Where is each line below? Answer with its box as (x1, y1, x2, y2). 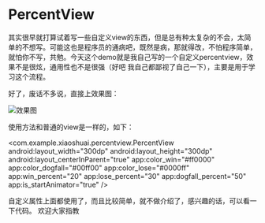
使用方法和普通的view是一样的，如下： (8, 122, 134, 132)
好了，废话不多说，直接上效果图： (8, 88, 119, 98)
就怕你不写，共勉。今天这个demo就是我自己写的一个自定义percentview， (8, 52, 247, 61)
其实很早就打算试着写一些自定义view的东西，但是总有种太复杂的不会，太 (8, 32, 244, 42)
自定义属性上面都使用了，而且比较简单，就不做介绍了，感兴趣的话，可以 (8, 195, 243, 206)
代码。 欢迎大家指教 (14, 206, 80, 215)
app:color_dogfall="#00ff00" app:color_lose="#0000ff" (8, 163, 190, 173)
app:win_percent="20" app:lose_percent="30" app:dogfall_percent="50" (8, 171, 247, 180)
